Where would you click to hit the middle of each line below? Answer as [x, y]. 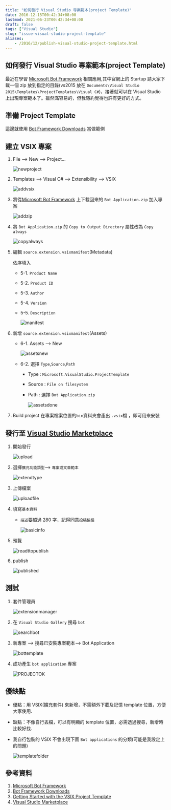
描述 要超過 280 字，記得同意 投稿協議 [57, 520]
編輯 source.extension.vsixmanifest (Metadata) [63, 252]
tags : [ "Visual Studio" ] [32, 29]
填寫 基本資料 [25, 509]
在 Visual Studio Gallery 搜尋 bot [49, 622]
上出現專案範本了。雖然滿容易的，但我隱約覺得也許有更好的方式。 [75, 98]
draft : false [19, 24]
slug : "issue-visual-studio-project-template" [56, 34]
